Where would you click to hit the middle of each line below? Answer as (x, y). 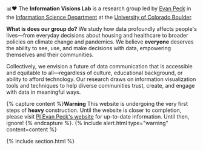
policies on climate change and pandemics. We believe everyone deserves (100, 42)
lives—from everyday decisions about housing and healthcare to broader (98, 35)
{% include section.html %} (41, 141)
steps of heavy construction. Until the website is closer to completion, (94, 110)
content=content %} (32, 129)
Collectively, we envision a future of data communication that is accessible (99, 66)
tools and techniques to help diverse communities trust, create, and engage (101, 86)
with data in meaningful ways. (44, 92)
